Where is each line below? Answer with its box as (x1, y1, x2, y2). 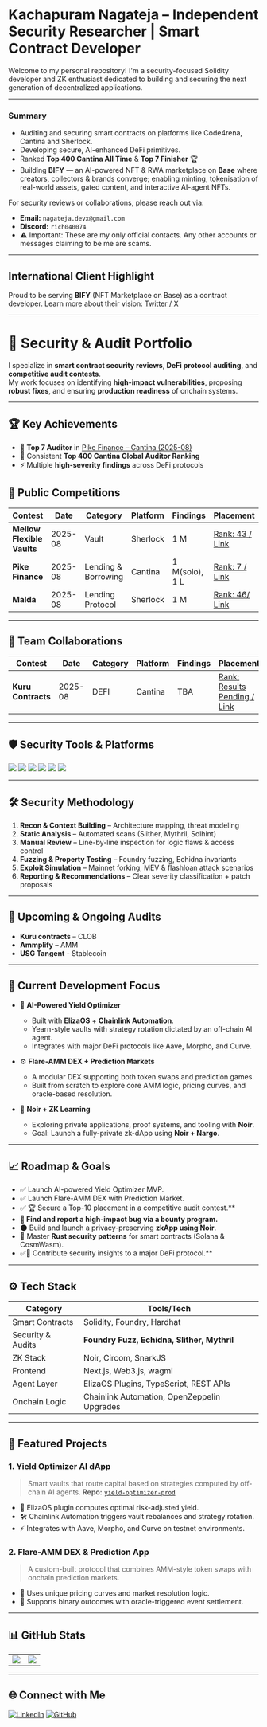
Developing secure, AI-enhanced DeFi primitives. (19, 145, 181, 155)
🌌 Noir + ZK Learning (19, 1104, 91, 1114)
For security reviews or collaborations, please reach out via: (8, 198, 204, 208)
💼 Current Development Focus (8, 979, 161, 993)
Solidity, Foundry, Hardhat (83, 1317, 181, 1328)
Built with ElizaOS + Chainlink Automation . (31, 1016, 174, 1025)
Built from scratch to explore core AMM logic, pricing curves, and (31, 1080, 246, 1090)
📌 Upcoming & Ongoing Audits (8, 910, 161, 924)
